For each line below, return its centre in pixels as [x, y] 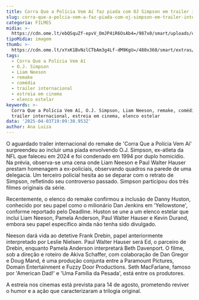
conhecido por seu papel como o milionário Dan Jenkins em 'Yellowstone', [97, 205]
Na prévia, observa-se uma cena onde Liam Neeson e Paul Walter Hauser [96, 162]
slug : [13, 17]
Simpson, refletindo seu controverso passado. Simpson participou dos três [97, 181]
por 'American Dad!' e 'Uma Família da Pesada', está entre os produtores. [96, 273]
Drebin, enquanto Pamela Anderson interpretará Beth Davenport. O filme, [95, 248]
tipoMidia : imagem [29, 39]
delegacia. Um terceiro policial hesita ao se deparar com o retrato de [90, 175]
